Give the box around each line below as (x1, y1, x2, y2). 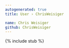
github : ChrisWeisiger (5, 25, 51, 30)
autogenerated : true (5, 7, 47, 12)
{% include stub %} (5, 38, 45, 44)
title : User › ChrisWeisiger (5, 12, 64, 16)
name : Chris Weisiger (5, 20, 49, 25)
